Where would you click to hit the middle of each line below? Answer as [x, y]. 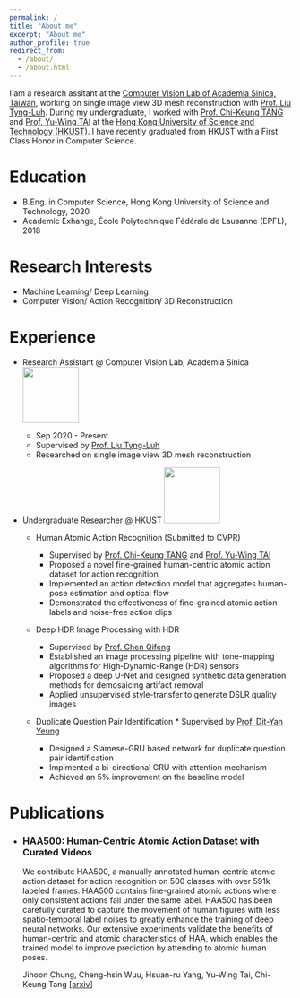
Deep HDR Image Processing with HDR [107, 629]
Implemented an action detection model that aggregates [153, 583]
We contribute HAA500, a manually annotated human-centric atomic [149, 872]
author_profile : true [50, 43]
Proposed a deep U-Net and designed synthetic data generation [167, 675]
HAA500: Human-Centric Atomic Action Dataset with [141, 841]
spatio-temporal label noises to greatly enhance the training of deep [148, 919]
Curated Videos [57, 852]
